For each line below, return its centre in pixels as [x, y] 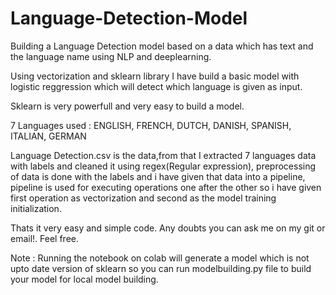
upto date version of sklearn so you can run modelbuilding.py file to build [161, 268]
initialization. [36, 208]
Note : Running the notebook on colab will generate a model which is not [160, 258]
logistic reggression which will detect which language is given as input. [156, 86]
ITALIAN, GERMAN [48, 136]
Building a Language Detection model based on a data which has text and [162, 46]
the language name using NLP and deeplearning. [111, 56]
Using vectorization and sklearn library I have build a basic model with [155, 76]
